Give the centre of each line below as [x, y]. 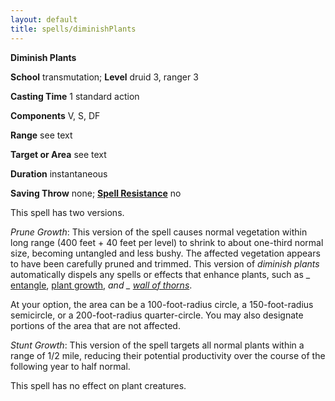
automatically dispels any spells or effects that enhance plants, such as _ [160, 274]
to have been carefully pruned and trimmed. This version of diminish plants [165, 263]
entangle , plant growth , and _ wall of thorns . [101, 285]
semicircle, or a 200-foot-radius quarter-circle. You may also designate [157, 315]
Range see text [41, 135]
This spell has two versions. [67, 212]
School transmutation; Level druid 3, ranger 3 [104, 77]
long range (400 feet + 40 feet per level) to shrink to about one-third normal [167, 242]
